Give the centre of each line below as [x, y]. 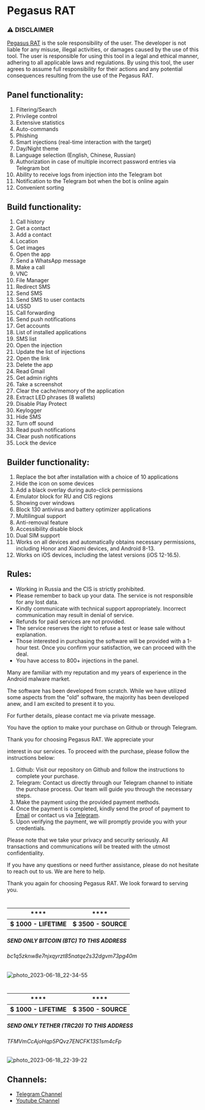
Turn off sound [35, 424]
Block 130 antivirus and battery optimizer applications [84, 509]
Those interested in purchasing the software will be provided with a [101, 641]
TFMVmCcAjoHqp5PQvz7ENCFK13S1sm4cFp [64, 1041]
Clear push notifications [46, 437]
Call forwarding [35, 313]
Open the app [33, 254]
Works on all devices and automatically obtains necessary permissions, [106, 542]
